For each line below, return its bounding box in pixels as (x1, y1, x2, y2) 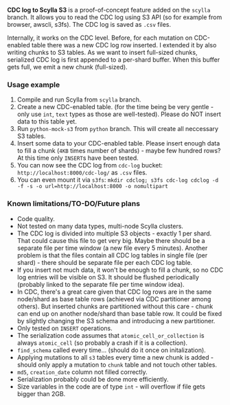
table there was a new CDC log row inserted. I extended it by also (31, 41, 217, 49)
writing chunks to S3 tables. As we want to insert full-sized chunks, (7, 48, 198, 56)
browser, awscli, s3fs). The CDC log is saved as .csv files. (7, 21, 172, 28)
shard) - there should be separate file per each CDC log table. (16, 258, 193, 266)
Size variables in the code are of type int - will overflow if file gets (16, 382, 206, 391)
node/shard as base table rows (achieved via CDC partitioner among (16, 294, 211, 303)
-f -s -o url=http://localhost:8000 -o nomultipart (16, 183, 168, 190)
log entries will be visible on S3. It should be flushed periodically (16, 273, 199, 281)
